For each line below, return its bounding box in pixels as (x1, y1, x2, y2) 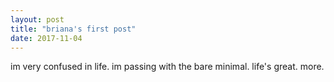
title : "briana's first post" (10, 24, 137, 34)
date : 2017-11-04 (10, 33, 83, 43)
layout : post (10, 14, 65, 25)
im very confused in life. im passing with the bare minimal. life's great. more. (10, 61, 325, 73)
